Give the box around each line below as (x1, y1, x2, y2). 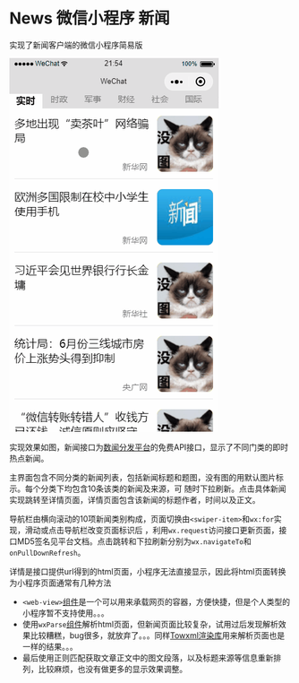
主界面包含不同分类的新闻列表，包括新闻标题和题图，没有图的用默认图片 (9, 471, 276, 482)
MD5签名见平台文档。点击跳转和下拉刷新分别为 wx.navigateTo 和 (16, 535, 252, 547)
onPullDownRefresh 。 (9, 547, 86, 558)
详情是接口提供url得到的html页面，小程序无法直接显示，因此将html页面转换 (9, 566, 286, 576)
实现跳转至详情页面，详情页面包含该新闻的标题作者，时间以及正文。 (9, 494, 261, 505)
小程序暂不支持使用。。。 (21, 607, 109, 618)
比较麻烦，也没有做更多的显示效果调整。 (38, 663, 188, 674)
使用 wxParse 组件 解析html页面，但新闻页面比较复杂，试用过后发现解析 (21, 618, 279, 629)
